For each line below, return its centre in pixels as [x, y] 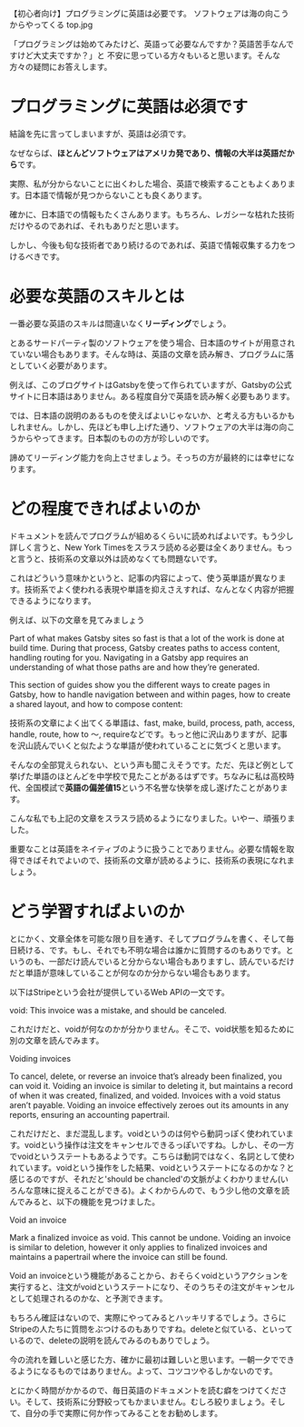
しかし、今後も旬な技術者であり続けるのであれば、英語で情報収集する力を [148, 244]
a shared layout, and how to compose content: [96, 704]
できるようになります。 [53, 600]
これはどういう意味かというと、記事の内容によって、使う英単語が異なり [144, 578]
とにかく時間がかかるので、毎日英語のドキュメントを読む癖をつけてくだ [144, 1390]
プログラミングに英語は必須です [129, 107]
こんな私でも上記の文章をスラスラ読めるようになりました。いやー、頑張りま [152, 818]
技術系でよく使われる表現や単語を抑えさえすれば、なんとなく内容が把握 [159, 589]
